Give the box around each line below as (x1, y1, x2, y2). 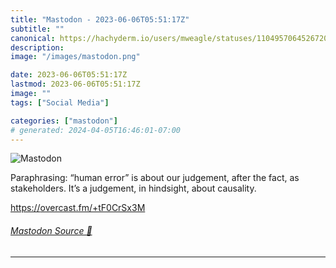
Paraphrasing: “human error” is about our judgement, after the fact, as (10, 172, 300, 184)
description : (10, 42, 65, 53)
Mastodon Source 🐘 (10, 224, 93, 236)
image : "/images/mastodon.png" (10, 52, 141, 62)
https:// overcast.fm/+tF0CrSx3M (10, 202, 146, 214)
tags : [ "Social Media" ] (10, 97, 110, 108)
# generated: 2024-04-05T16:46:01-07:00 (10, 125, 182, 135)
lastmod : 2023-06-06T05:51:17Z (10, 79, 141, 90)
